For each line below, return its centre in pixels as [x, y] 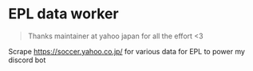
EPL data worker [63, 14]
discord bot [27, 60]
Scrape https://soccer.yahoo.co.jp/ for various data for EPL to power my [127, 51]
